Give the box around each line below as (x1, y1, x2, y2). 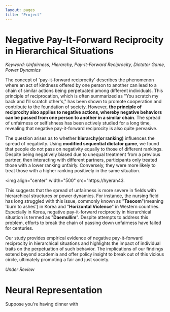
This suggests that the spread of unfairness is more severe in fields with (5, 188, 156, 194)
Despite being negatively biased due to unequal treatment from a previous (5, 151, 161, 158)
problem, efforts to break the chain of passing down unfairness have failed (5, 220, 161, 226)
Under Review (5, 266, 35, 272)
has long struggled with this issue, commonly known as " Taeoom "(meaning (5, 198, 164, 204)
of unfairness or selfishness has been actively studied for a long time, (5, 120, 151, 126)
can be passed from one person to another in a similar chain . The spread (5, 115, 161, 121)
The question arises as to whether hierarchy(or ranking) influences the (5, 135, 155, 141)
